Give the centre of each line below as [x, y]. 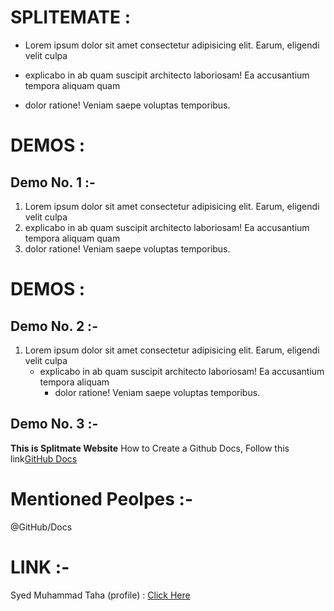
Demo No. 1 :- [53, 182]
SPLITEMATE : [71, 17]
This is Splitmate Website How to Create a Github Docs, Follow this [150, 448]
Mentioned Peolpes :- [102, 498]
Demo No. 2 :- [54, 326]
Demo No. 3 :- [54, 424]
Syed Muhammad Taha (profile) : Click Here [100, 595]
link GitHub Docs [44, 458]
